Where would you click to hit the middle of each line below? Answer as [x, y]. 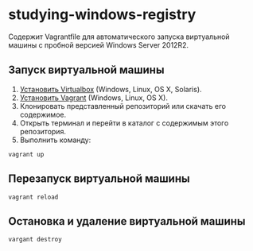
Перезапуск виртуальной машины [99, 179]
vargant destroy [35, 240]
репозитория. [43, 131]
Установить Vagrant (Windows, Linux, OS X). [94, 98]
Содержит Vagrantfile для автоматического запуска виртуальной [119, 37]
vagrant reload [33, 197]
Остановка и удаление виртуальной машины [127, 221]
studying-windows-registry [102, 15]
